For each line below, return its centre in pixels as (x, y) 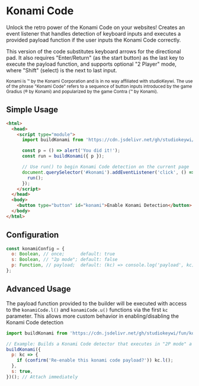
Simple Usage (32, 110)
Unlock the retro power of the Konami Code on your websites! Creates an (96, 27)
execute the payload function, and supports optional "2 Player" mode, (91, 64)
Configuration (33, 235)
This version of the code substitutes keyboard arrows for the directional (94, 51)
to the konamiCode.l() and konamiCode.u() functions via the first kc (87, 310)
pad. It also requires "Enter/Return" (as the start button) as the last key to (95, 58)
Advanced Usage (38, 289)
